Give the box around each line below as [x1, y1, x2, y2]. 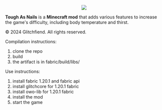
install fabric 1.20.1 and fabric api [12, 78, 80, 84]
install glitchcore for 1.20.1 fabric [12, 84, 79, 89]
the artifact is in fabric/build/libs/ [12, 59, 80, 65]
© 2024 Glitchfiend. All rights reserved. [5, 29, 86, 35]
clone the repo [12, 48, 43, 54]
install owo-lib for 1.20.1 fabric [12, 89, 74, 95]
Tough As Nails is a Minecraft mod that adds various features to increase [5, 14, 157, 20]
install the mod [12, 94, 43, 100]
